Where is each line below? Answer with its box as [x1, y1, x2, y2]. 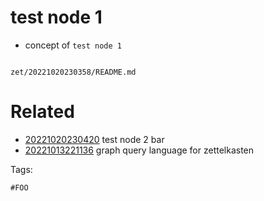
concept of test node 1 [24, 39, 122, 51]
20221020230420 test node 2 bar [24, 133, 165, 145]
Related [10, 101, 75, 123]
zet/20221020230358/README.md [10, 67, 137, 77]
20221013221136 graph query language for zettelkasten [24, 144, 255, 156]
